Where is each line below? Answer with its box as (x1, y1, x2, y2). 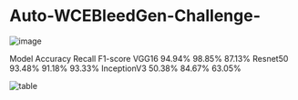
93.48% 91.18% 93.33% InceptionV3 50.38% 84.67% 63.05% (9, 63, 241, 74)
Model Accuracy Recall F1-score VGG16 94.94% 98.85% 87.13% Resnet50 (9, 53, 289, 64)
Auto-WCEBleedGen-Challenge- (9, 5, 262, 26)
